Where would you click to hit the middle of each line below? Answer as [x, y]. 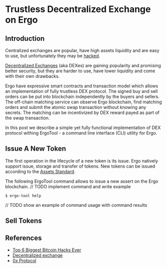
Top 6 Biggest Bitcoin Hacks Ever [47, 250]
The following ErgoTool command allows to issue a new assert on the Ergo [82, 181]
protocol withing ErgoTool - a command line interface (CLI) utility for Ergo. [81, 133]
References [23, 238]
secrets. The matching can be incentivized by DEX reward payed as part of [82, 112]
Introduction [25, 38]
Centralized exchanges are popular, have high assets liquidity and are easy [82, 50]
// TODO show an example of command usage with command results [76, 205]
